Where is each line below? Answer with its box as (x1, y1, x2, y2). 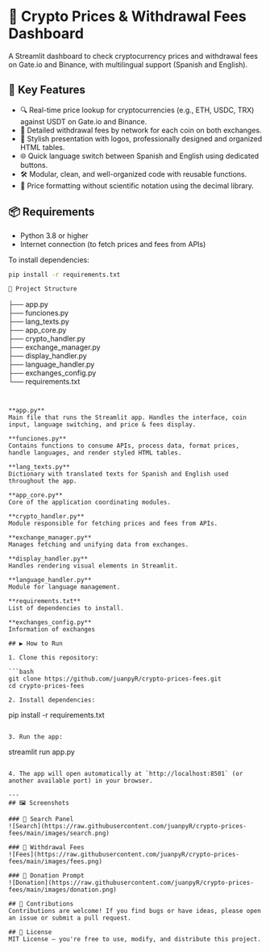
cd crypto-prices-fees (8, 682, 85, 690)
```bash (8, 668, 35, 677)
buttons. (19, 160, 48, 170)
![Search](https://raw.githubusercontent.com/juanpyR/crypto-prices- (8, 823, 247, 831)
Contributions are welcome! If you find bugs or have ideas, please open (8, 907, 262, 915)
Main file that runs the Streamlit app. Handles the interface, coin (8, 413, 247, 422)
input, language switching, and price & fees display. (8, 421, 197, 429)
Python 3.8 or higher (19, 230, 89, 241)
